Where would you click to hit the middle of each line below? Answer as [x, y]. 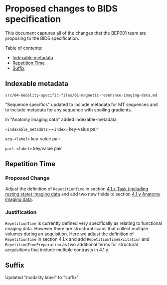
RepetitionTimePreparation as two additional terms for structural [72, 244]
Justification [21, 212]
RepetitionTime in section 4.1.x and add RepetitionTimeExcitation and [77, 239]
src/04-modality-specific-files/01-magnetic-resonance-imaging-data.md [81, 95]
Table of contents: [24, 48]
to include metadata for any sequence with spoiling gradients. [69, 109]
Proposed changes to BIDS [62, 9]
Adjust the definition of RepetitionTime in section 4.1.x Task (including [77, 189]
